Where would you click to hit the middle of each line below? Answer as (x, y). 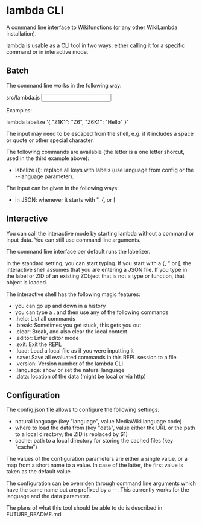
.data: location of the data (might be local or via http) (80, 376)
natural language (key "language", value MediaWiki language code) (98, 422)
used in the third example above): (48, 158)
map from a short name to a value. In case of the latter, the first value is (95, 465)
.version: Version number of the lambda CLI (69, 364)
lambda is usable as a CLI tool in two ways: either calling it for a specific (96, 45)
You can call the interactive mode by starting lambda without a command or (100, 233)
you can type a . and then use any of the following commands (92, 312)
